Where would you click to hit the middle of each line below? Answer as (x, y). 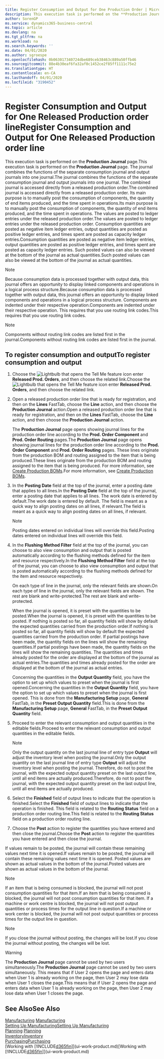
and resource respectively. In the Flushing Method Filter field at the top (83, 561)
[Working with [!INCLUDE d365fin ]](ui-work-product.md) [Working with (76, 1046)
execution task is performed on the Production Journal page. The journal (79, 167)
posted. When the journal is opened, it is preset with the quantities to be (84, 616)
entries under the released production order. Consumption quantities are (78, 224)
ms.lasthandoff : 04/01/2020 (34, 78)
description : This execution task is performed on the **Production (76, 14)
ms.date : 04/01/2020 (26, 50)
